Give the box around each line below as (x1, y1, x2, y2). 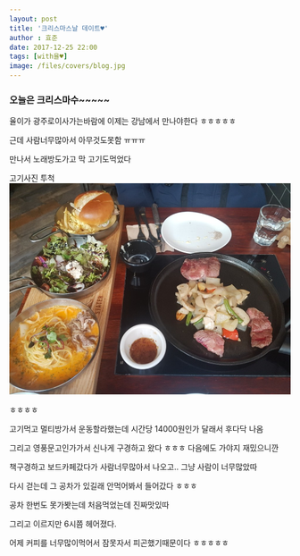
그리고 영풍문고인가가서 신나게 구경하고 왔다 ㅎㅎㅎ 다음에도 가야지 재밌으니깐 (9, 442, 279, 453)
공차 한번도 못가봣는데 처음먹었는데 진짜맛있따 (9, 500, 170, 510)
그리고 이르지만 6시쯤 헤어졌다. (9, 518, 117, 529)
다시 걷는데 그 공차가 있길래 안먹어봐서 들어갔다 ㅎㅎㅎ (9, 481, 198, 492)
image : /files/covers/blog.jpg (9, 62, 126, 71)
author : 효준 (9, 33, 58, 42)
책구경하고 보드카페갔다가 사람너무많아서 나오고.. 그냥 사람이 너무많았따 (9, 461, 257, 473)
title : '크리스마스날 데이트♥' (9, 23, 109, 33)
